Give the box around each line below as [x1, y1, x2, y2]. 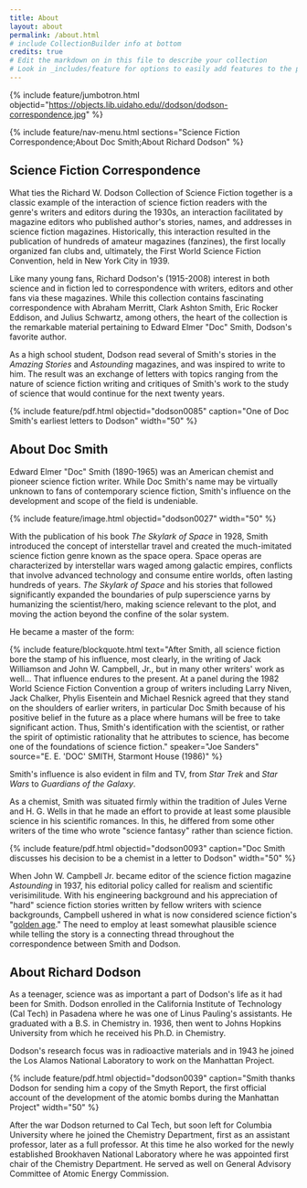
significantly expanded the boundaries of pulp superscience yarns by [9, 589, 271, 600]
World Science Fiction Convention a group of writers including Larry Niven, [9, 682, 292, 693]
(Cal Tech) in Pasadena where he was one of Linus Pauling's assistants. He [9, 1008, 292, 1020]
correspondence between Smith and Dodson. [9, 938, 181, 949]
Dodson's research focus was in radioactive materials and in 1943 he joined [9, 1045, 294, 1056]
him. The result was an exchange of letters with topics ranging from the [9, 368, 279, 380]
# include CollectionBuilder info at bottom [9, 38, 182, 48]
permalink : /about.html [9, 30, 101, 39]
